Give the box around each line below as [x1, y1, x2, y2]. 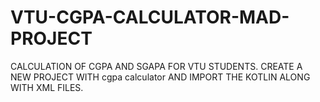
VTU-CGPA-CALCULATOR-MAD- [10, 6, 290, 29]
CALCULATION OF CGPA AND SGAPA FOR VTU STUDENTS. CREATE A [10, 60, 303, 72]
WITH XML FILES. [10, 81, 84, 93]
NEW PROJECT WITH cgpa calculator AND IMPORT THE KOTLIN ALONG [10, 71, 311, 83]
